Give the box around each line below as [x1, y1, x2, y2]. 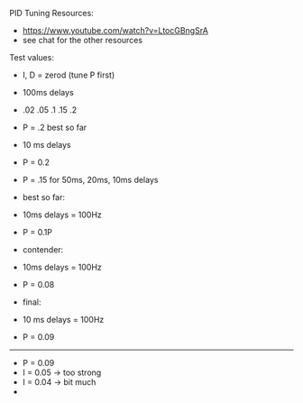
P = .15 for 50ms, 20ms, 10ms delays [22, 175, 159, 185]
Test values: [9, 52, 54, 62]
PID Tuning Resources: [9, 8, 95, 18]
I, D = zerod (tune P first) [22, 69, 115, 80]
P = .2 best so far [22, 122, 87, 133]
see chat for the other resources [22, 35, 142, 45]
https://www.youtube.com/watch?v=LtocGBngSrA [22, 25, 209, 35]
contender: [22, 244, 64, 255]
